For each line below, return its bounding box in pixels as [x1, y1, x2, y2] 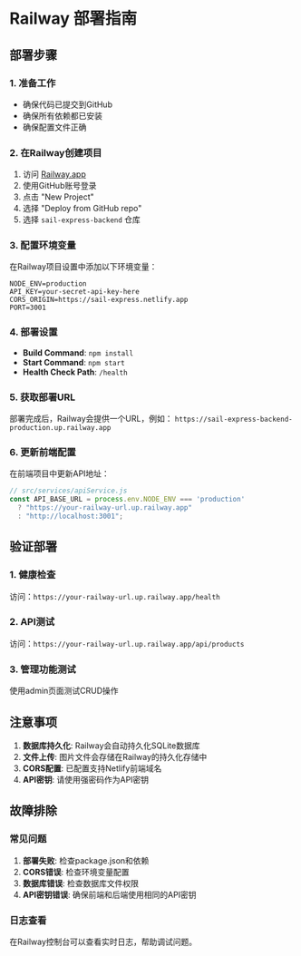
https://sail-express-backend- [174, 415, 293, 424]
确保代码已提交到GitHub [22, 99, 113, 110]
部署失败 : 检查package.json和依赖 [22, 854, 150, 866]
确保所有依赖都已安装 [22, 110, 102, 121]
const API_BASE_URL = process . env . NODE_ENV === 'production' [9, 495, 246, 504]
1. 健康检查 [9, 569, 56, 581]
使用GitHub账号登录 [22, 180, 97, 191]
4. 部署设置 [9, 326, 58, 338]
